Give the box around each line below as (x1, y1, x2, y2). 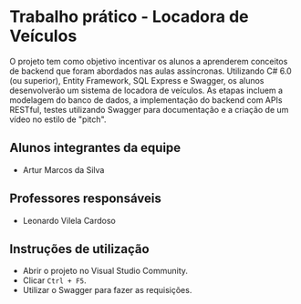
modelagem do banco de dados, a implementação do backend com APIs (9, 94, 283, 106)
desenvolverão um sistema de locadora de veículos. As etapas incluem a (9, 85, 284, 96)
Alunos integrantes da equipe (9, 140, 182, 156)
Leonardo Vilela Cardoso (22, 215, 117, 226)
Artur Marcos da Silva (22, 164, 105, 175)
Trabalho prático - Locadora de (9, 6, 249, 27)
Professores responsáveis (9, 191, 161, 207)
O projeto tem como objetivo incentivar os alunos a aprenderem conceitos (9, 56, 288, 66)
